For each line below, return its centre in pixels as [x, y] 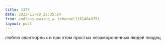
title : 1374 [17, 10]
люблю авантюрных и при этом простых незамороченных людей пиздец [83, 38]
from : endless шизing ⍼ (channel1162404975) [52, 19]
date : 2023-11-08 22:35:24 [33, 14]
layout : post [19, 23]
